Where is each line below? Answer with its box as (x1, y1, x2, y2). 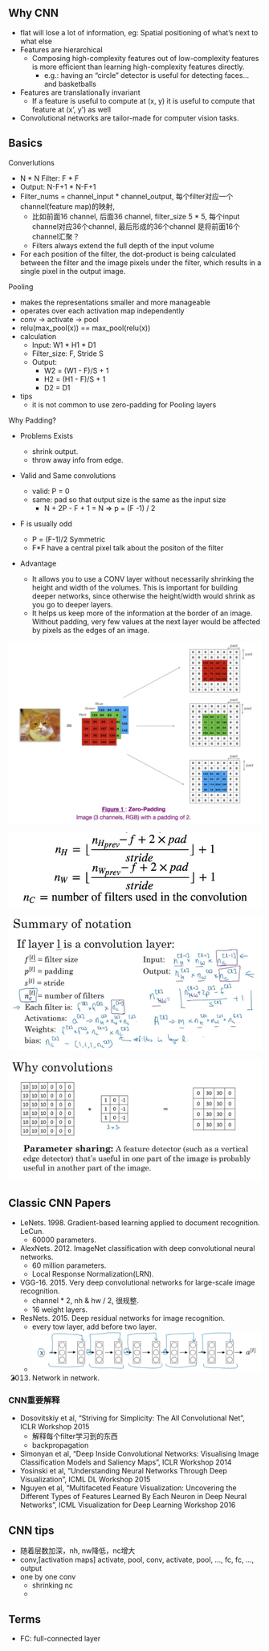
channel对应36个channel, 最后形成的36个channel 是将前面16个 (31, 221, 241, 231)
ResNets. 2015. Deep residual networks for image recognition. (19, 1313, 225, 1322)
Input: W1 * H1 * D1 (31, 340, 96, 349)
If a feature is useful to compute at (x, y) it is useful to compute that (31, 96, 255, 105)
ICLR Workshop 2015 (19, 1422, 90, 1432)
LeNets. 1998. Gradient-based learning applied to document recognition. (19, 1217, 260, 1228)
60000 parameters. (31, 1235, 96, 1244)
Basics (8, 137, 43, 150)
